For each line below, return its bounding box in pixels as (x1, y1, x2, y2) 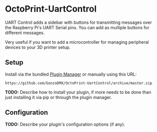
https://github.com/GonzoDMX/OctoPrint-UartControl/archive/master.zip (5, 81, 152, 85)
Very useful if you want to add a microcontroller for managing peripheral (5, 39, 149, 45)
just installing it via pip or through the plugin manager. (5, 94, 112, 100)
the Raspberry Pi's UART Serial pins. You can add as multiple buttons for (5, 24, 150, 30)
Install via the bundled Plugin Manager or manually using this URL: (5, 71, 137, 77)
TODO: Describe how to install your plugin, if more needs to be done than (5, 89, 151, 95)
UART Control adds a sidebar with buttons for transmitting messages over (5, 19, 152, 25)
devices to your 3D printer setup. (5, 44, 71, 50)
